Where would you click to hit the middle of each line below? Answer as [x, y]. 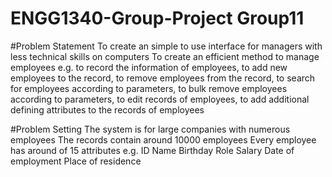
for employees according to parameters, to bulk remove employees [149, 88]
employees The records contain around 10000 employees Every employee [163, 139]
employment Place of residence [76, 161]
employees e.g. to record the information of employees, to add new [149, 67]
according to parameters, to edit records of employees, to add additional [160, 99]
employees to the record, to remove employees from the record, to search [163, 78]
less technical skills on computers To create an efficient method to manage [165, 56]
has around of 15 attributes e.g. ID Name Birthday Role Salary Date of [152, 150]
